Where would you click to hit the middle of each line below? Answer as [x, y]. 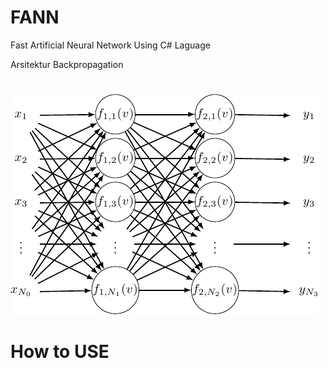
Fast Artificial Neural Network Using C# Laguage [110, 45]
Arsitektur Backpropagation [67, 64]
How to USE [60, 352]
